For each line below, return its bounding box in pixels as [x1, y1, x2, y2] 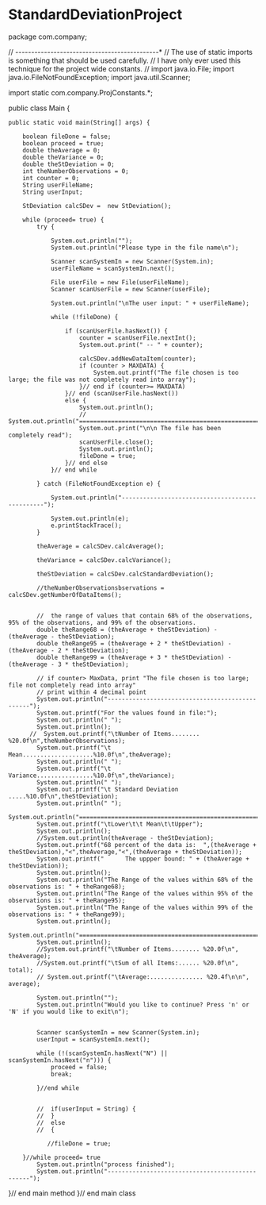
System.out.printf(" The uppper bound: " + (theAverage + [36, 855, 249, 863]
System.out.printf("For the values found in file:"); [36, 709, 218, 717]
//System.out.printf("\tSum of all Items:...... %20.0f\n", [36, 959, 239, 967]
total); [8, 966, 34, 974]
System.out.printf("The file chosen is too [93, 368, 239, 376]
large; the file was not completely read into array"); [8, 375, 196, 383]
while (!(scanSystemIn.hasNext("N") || [36, 1049, 169, 1057]
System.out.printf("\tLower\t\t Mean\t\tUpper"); [36, 820, 203, 828]
